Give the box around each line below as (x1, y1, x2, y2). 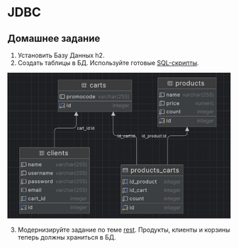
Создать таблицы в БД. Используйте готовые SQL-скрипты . (17, 59, 200, 67)
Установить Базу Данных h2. (17, 51, 105, 59)
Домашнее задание (7, 33, 101, 45)
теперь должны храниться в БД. (17, 233, 117, 242)
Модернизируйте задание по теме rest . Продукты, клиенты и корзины (17, 225, 230, 234)
